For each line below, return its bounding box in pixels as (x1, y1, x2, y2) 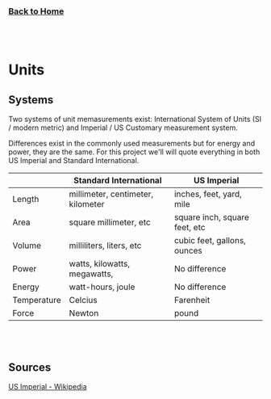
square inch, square (173, 212, 250, 223)
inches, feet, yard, (173, 188, 242, 199)
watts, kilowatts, (69, 258, 131, 270)
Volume (12, 240, 42, 251)
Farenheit (173, 295, 211, 306)
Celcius (69, 295, 98, 306)
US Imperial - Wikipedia (8, 382, 87, 392)
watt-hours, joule (69, 281, 135, 292)
